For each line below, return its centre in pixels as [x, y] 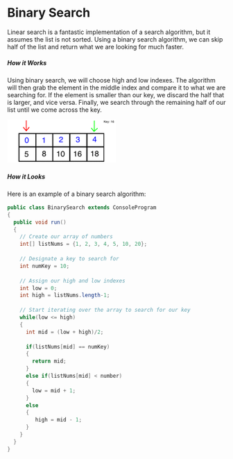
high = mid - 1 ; [58, 420]
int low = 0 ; [38, 288]
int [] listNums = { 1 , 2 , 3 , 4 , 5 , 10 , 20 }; [84, 244]
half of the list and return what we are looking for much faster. [96, 47]
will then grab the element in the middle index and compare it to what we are [116, 87]
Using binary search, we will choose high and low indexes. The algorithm [112, 80]
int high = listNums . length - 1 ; [65, 295]
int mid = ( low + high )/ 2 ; [64, 332]
